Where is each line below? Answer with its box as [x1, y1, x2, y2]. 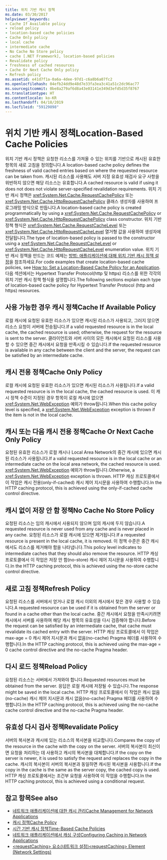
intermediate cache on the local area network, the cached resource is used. [5, 461, 161, 467]
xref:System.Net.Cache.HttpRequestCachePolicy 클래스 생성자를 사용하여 [5, 198, 154, 204]
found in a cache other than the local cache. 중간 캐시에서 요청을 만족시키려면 [5, 611, 161, 617]
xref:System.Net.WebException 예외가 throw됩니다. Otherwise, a [5, 467, 135, 473]
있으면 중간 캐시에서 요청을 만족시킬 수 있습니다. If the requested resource [15, 341, 161, 347]
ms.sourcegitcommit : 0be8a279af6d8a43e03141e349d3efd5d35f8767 [5, 86, 140, 91]
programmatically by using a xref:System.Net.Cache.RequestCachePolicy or [5, 210, 162, 216]
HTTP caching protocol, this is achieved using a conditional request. [5, 778, 146, 784]
